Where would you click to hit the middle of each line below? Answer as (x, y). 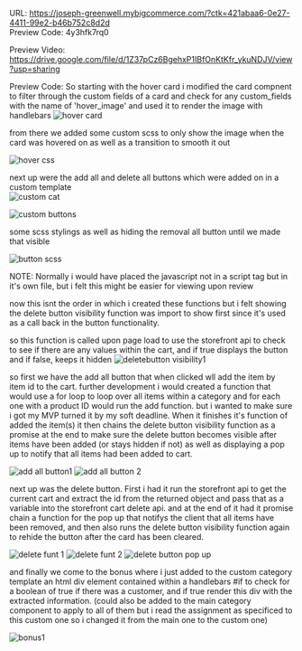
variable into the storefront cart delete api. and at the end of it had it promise (151, 508)
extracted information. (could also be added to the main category (130, 601)
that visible (30, 241)
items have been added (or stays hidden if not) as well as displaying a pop (147, 444)
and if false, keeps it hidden (61, 359)
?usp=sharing (35, 69)
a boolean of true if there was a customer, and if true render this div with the (151, 591)
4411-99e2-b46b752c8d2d (59, 23)
